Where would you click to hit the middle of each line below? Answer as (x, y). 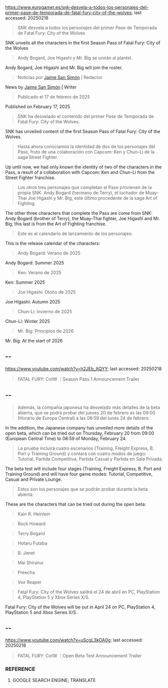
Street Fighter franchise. (30, 178)
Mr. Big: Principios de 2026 (46, 331)
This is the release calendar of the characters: (53, 243)
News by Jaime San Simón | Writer (41, 87)
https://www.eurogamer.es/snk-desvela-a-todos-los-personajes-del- (77, 7)
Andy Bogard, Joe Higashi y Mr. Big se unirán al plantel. (75, 58)
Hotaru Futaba (32, 543)
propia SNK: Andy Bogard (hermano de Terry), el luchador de (81, 193)
